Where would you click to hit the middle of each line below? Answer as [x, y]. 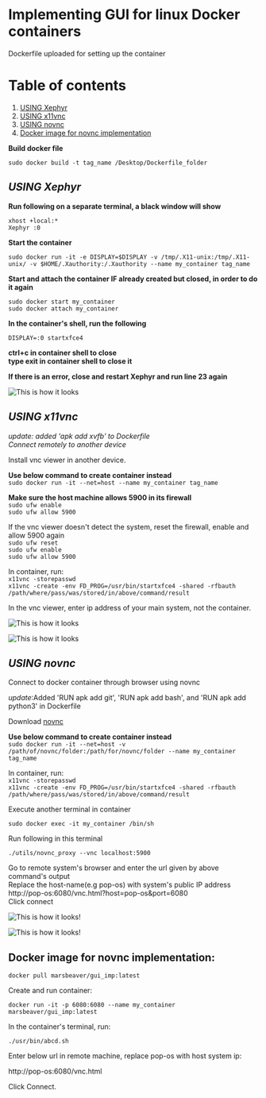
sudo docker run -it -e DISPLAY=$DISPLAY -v [83, 257]
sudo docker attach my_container [64, 308]
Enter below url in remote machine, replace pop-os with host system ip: [125, 1056]
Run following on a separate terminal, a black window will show [115, 206]
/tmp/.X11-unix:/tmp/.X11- [205, 257]
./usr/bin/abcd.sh [39, 1042]
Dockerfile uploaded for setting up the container [87, 53]
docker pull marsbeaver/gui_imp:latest [74, 976]
